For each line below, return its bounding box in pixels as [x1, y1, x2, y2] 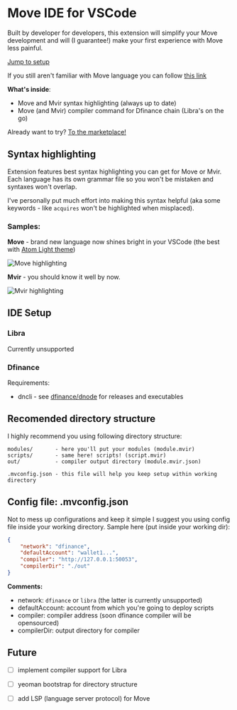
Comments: [7, 582, 43, 590]
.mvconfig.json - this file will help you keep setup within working [7, 470, 218, 477]
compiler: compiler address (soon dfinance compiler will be [17, 610, 192, 620]
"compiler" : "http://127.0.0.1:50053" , [20, 556, 138, 563]
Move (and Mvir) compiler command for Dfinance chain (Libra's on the [17, 106, 224, 115]
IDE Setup [7, 307, 52, 319]
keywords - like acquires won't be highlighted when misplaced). [7, 203, 194, 212]
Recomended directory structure [7, 413, 156, 425]
